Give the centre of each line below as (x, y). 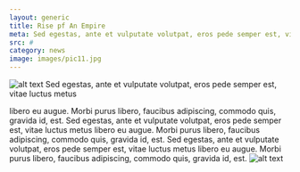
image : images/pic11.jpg (55, 59)
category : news (37, 51)
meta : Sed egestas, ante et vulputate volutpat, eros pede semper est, (145, 34)
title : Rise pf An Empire (57, 26)
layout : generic (39, 17)
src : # (21, 42)
